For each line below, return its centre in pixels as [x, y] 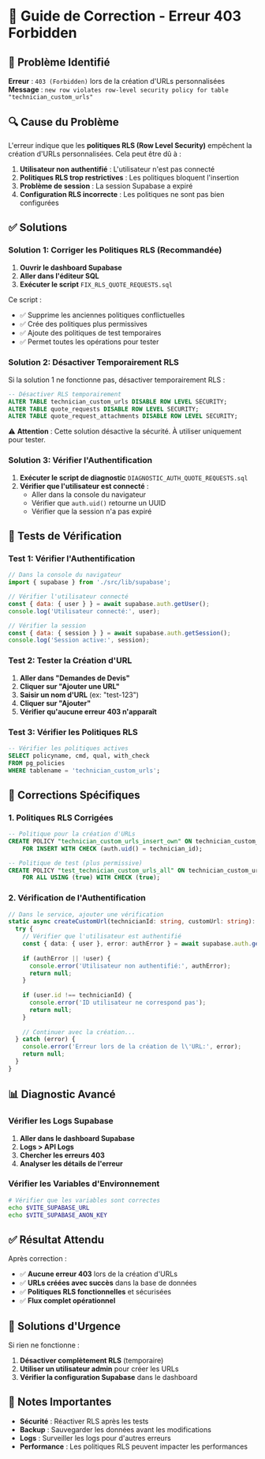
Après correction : [37, 1259]
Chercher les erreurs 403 [62, 1155]
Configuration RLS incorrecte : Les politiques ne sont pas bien [122, 194]
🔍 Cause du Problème [64, 122]
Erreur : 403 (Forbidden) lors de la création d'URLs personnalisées [117, 81]
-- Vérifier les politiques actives [68, 748]
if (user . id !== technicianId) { [77, 995]
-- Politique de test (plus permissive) [76, 863]
